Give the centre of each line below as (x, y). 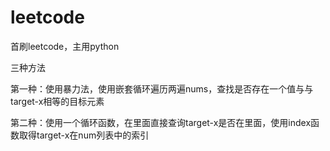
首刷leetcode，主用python (65, 46)
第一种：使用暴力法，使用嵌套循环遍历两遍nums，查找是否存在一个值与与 (162, 88)
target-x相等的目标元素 (57, 101)
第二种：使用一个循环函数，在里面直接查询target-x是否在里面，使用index (161, 122)
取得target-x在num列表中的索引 (84, 135)
